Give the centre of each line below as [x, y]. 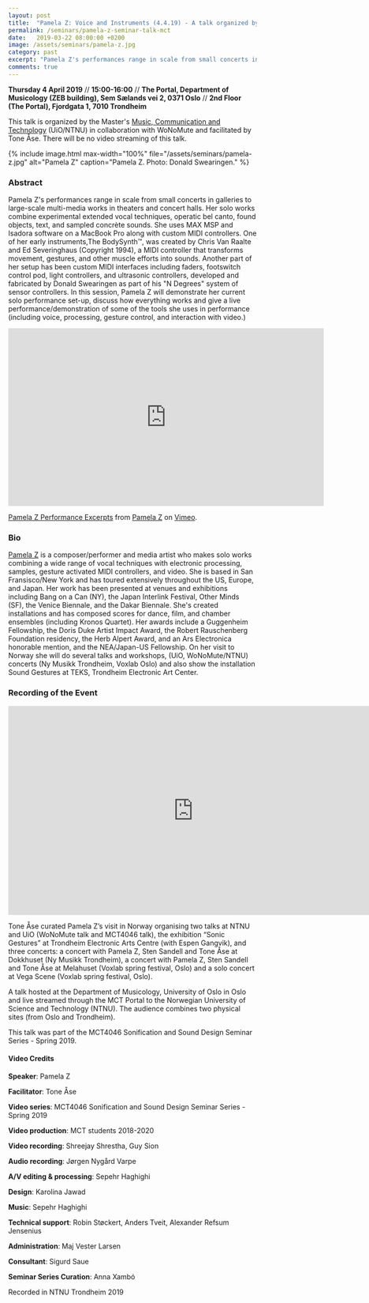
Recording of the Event [53, 693]
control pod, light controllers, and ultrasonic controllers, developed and [123, 275]
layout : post [30, 15]
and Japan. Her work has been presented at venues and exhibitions [118, 589]
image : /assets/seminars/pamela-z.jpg [72, 45]
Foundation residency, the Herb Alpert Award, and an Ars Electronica [120, 639]
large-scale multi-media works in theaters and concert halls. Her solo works [132, 208]
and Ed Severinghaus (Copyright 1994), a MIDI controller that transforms [126, 250]
